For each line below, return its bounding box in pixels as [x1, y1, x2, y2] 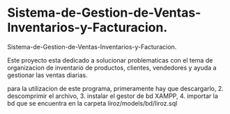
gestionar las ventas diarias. [7, 71, 89, 79]
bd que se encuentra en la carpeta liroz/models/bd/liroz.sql [7, 99, 178, 107]
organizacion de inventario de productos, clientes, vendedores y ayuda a [7, 63, 217, 72]
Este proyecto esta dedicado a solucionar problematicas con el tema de [7, 56, 213, 64]
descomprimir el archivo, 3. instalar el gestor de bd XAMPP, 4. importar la [7, 92, 218, 100]
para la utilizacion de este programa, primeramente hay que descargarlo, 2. [7, 84, 224, 92]
